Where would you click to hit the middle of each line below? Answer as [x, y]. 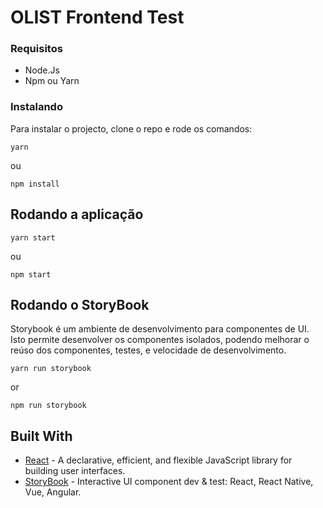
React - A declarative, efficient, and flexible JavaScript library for [158, 460]
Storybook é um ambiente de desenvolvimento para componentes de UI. [160, 329]
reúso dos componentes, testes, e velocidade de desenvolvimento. [148, 350]
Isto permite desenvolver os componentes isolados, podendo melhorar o [160, 340]
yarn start [33, 237]
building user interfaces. [75, 471]
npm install [35, 184]
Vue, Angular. [53, 492]
